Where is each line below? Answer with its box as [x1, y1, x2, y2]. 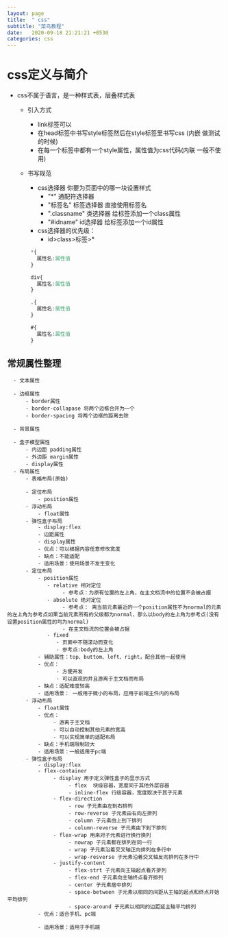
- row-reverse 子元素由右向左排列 [68, 810, 157, 817]
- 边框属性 [13, 391, 40, 398]
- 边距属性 [37, 531, 65, 538]
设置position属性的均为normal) [7, 618, 89, 626]
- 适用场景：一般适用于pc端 [37, 749, 107, 755]
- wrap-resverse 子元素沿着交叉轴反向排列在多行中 [68, 854, 199, 861]
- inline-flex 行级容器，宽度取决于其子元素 [68, 790, 183, 796]
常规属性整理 [7, 357, 62, 369]
